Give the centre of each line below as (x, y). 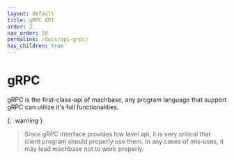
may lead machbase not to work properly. (84, 149)
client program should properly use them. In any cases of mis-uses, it (124, 141)
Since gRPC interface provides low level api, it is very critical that (117, 134)
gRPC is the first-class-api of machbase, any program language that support (117, 99)
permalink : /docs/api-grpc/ (48, 40)
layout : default (31, 14)
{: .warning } (25, 120)
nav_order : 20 (28, 33)
